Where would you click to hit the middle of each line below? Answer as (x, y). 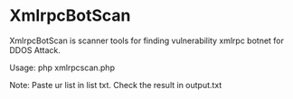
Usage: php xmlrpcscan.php (62, 67)
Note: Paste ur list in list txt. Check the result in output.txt (116, 85)
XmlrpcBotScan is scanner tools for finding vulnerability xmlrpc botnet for (147, 40)
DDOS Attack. (35, 49)
